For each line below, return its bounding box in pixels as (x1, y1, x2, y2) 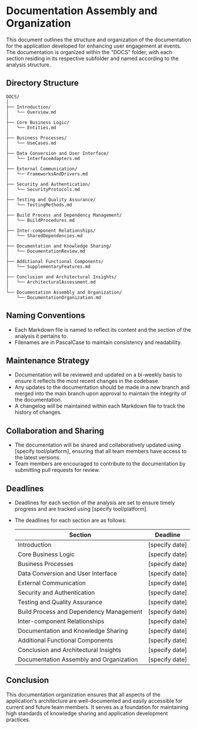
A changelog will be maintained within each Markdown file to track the (14, 402, 185, 410)
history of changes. (14, 409, 62, 416)
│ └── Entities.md (6, 125, 57, 131)
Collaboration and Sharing (6, 425, 105, 436)
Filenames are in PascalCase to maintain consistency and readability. (14, 338, 182, 345)
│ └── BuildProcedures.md (6, 217, 75, 223)
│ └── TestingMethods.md (6, 202, 72, 208)
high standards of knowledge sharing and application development (6, 710, 168, 717)
